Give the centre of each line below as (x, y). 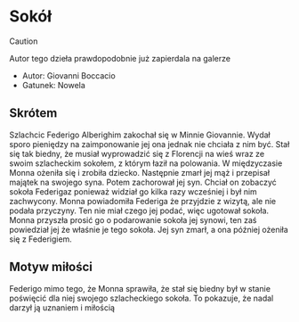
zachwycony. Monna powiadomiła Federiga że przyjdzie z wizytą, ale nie (143, 201)
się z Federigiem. (41, 239)
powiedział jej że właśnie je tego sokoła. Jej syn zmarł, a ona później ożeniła (149, 229)
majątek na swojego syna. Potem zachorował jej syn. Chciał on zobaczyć (143, 182)
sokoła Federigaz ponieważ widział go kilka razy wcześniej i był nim (133, 191)
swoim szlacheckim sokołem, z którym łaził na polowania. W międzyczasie (146, 163)
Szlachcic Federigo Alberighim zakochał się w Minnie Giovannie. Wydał (140, 135)
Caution (24, 41)
